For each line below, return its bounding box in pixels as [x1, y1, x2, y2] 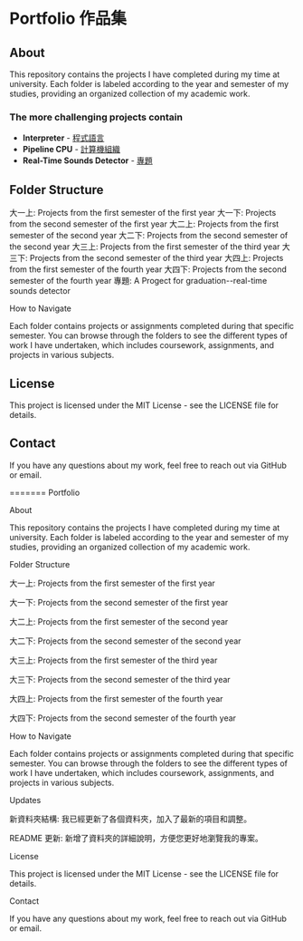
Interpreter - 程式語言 [22, 132, 105, 143]
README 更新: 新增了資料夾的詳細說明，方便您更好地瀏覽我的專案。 [9, 832, 264, 843]
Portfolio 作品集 [9, 8, 128, 29]
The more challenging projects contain [9, 111, 184, 123]
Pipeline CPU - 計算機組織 [22, 144, 120, 155]
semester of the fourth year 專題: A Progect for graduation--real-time [9, 276, 268, 286]
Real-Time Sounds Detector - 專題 [22, 155, 154, 166]
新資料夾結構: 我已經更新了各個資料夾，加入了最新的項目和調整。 [9, 813, 251, 824]
